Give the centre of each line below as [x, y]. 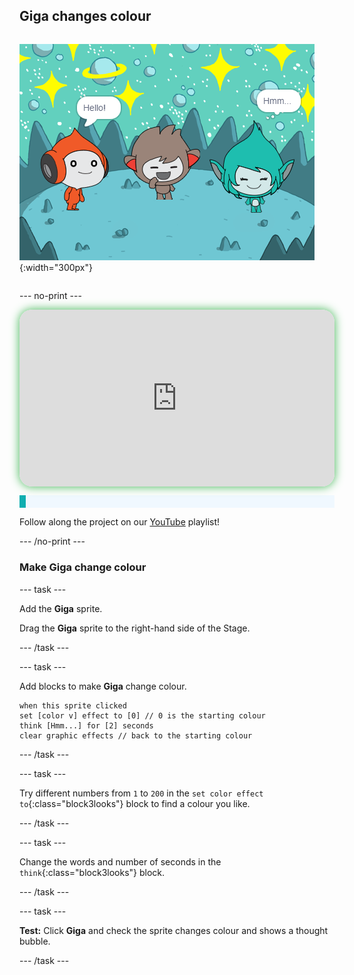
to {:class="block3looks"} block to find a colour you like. [135, 803]
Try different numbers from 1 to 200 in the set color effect [141, 793]
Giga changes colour [85, 16]
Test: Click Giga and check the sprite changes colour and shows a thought [174, 930]
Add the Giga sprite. [61, 608]
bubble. [35, 941]
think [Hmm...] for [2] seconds [86, 725]
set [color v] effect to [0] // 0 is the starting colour [142, 715]
